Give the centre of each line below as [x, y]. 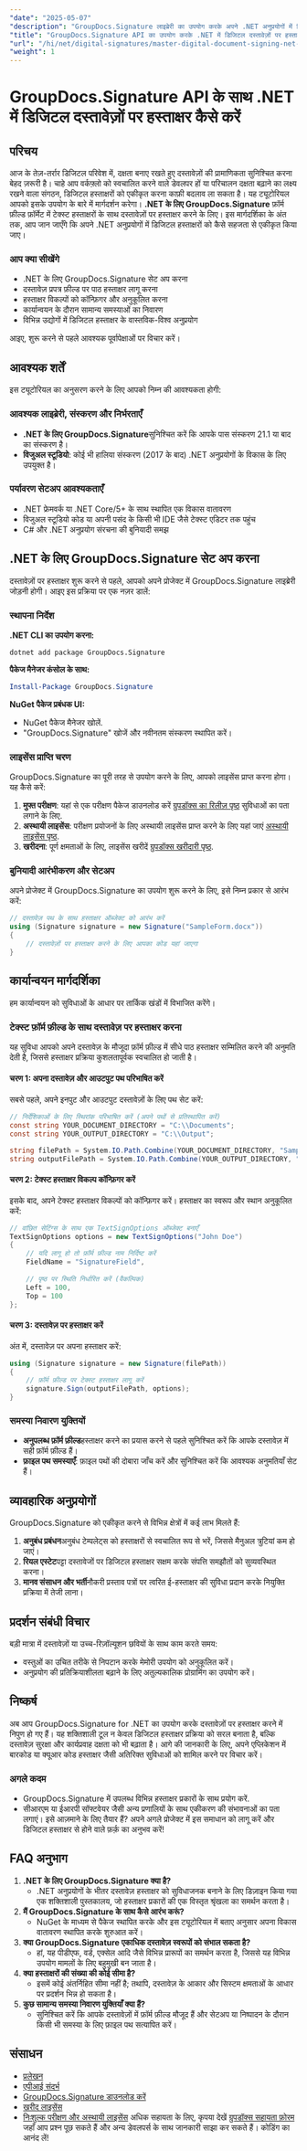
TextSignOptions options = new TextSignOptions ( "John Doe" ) [127, 1236]
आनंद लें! [36, 2137]
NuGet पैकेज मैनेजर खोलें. [63, 722]
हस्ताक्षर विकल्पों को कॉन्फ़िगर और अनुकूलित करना [95, 300]
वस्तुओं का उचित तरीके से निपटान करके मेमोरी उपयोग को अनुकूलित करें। [128, 1662]
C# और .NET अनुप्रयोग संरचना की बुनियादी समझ [95, 529]
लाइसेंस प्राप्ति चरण [40, 757]
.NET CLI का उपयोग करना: [52, 635]
